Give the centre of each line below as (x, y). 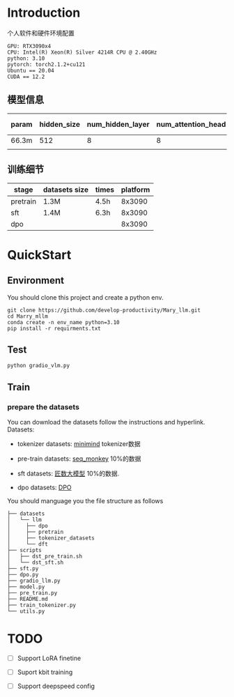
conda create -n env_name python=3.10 (63, 322)
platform (135, 190)
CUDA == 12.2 (26, 77)
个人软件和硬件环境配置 (41, 33)
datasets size (66, 190)
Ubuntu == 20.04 (31, 70)
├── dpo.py (23, 575)
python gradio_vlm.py (39, 366)
